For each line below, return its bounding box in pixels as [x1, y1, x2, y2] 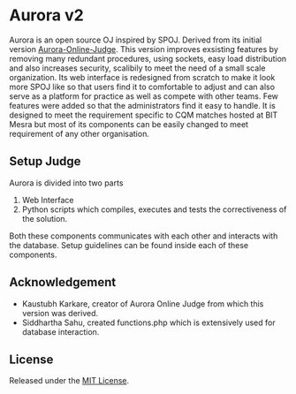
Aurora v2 [9, 5, 84, 26]
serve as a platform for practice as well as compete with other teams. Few [9, 90, 278, 102]
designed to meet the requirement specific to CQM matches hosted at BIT [9, 110, 278, 120]
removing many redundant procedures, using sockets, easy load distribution [9, 53, 287, 64]
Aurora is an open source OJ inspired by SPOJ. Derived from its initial [9, 34, 262, 45]
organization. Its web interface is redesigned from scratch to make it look [9, 72, 276, 82]
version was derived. [21, 307, 99, 318]
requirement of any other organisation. [9, 128, 150, 139]
